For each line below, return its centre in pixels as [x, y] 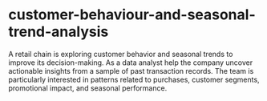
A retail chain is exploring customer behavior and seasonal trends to [121, 54]
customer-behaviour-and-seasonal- [132, 15]
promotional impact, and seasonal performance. [88, 88]
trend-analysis [59, 32]
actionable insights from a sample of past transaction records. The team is [131, 71]
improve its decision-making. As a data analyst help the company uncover [131, 63]
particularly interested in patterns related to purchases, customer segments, [134, 79]
